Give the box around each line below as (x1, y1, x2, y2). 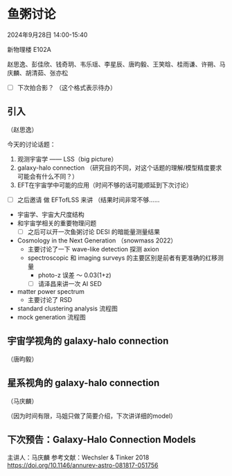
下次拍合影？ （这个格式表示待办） (17, 83, 116, 91)
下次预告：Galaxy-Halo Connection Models (7, 434, 196, 446)
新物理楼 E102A (7, 45, 52, 53)
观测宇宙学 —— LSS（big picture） (17, 155, 118, 163)
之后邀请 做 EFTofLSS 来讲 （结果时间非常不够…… (17, 195, 160, 204)
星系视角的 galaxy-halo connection (7, 377, 160, 389)
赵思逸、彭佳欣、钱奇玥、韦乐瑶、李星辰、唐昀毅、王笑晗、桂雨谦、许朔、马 (7, 60, 226, 68)
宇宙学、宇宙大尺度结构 (17, 210, 84, 218)
